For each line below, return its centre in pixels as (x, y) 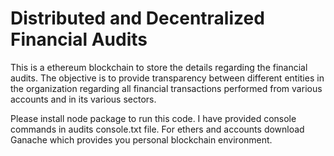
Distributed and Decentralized (137, 18)
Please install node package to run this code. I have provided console (153, 118)
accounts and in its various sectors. (83, 99)
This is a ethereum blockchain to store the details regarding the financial (159, 67)
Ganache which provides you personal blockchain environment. (141, 139)
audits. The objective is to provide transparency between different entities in (167, 78)
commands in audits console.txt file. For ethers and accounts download (157, 129)
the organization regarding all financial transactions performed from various (166, 88)
